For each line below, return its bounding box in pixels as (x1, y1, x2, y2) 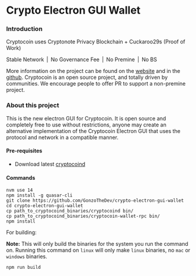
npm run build (6, 265, 41, 271)
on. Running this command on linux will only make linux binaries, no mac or (6, 247, 191, 254)
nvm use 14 (6, 188, 33, 193)
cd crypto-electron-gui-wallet (6, 203, 83, 209)
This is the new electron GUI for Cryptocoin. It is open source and (6, 115, 166, 122)
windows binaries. (6, 253, 47, 260)
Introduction (6, 25, 43, 33)
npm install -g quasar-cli (6, 192, 73, 199)
